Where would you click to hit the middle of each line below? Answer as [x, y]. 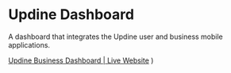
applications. [29, 44]
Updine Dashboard [71, 15]
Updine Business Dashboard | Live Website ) [81, 60]
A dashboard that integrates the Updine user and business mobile [116, 36]
